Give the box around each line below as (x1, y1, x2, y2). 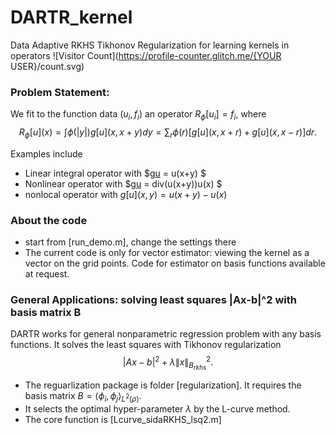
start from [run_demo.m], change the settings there (24, 236, 237, 248)
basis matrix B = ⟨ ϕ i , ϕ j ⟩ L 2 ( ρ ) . (24, 390, 142, 404)
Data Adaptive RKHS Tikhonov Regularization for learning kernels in (10, 39, 290, 51)
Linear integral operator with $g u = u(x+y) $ (24, 167, 207, 179)
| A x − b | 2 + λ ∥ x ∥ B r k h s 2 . (122, 354, 214, 372)
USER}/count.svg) (10, 60, 85, 72)
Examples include (10, 147, 83, 160)
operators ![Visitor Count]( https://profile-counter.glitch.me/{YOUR (10, 49, 282, 61)
